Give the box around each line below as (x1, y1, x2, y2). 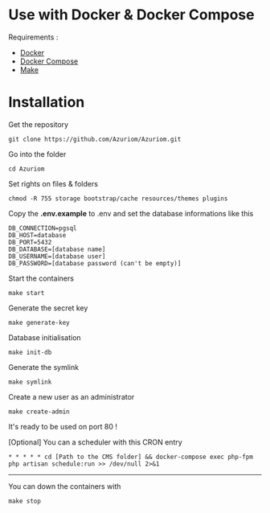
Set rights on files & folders (8, 179, 99, 188)
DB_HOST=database (8, 231, 67, 239)
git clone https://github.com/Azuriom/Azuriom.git (8, 135, 182, 143)
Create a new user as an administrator (8, 392, 135, 401)
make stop (8, 497, 42, 505)
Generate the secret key (8, 303, 88, 313)
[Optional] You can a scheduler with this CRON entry (8, 437, 182, 447)
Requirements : (8, 32, 59, 42)
